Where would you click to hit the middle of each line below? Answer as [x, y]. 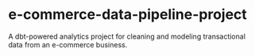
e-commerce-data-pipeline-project [128, 15]
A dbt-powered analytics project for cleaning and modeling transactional [127, 36]
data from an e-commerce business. [68, 44]
